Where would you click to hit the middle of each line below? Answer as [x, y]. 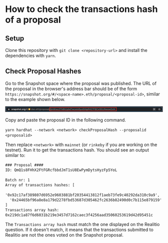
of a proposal [33, 20]
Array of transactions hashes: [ [40, 185]
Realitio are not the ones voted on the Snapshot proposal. [64, 235]
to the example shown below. [35, 99]
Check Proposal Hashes [43, 71]
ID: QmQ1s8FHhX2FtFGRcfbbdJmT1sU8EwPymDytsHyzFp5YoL [61, 170]
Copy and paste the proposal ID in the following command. [66, 120]
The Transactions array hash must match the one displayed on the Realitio [82, 224]
